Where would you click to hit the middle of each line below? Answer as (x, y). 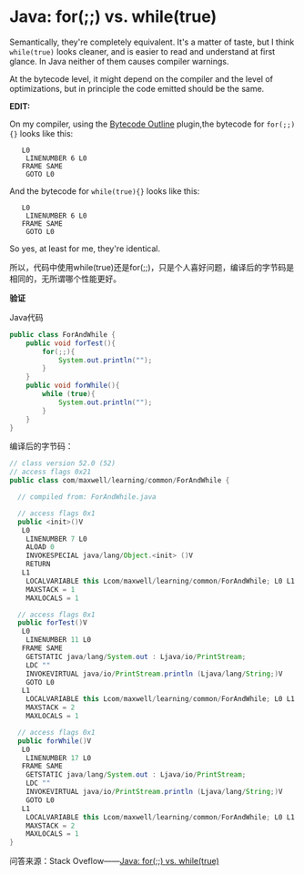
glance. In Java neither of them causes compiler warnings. (119, 61)
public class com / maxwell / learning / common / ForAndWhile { (120, 481)
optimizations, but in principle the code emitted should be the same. (137, 88)
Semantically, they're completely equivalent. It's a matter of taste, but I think (152, 42)
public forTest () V (53, 623)
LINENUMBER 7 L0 (57, 539)
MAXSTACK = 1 (51, 589)
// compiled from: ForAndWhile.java (87, 497)
